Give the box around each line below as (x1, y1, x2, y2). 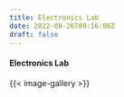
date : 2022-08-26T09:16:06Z (9, 22, 116, 31)
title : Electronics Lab (9, 13, 100, 22)
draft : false (9, 30, 59, 39)
